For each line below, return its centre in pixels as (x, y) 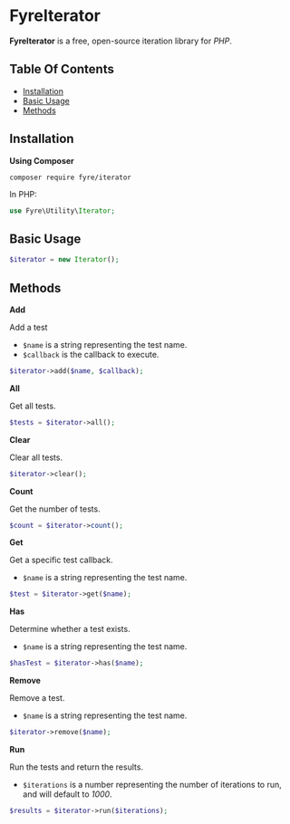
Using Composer (42, 160)
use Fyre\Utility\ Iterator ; (63, 211)
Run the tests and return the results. (76, 767)
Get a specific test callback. (61, 560)
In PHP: (24, 194)
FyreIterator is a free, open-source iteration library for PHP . (121, 41)
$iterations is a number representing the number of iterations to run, (152, 785)
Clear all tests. (36, 457)
